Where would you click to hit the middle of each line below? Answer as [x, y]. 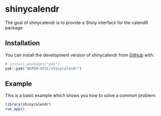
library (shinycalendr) [28, 104]
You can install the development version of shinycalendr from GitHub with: [80, 55]
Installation [22, 43]
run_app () [15, 109]
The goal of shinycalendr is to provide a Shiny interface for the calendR [77, 23]
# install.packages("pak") [32, 64]
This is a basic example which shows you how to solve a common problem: [80, 95]
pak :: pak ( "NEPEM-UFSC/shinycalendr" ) [43, 69]
